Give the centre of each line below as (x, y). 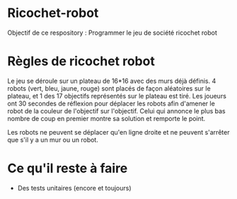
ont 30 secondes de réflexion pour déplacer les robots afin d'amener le (111, 103)
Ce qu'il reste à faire (68, 169)
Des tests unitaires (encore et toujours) (75, 188)
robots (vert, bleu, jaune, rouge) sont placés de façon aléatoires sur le (109, 88)
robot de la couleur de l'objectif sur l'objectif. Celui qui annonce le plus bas (117, 110)
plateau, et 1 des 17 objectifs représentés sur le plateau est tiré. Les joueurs (117, 96)
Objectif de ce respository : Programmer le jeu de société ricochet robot (112, 33)
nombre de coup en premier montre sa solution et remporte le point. (106, 118)
